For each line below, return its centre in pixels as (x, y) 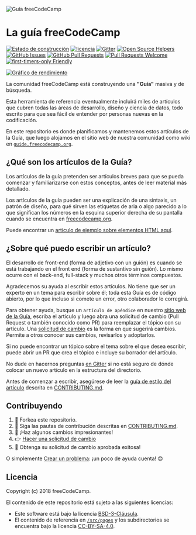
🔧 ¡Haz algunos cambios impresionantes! (63, 432)
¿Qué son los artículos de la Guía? (69, 162)
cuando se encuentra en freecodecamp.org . (59, 219)
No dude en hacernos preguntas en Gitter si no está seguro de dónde (90, 364)
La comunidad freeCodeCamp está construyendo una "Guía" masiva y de (95, 84)
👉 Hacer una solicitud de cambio (55, 439)
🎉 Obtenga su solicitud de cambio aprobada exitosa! (78, 447)
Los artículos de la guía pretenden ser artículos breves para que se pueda (95, 176)
